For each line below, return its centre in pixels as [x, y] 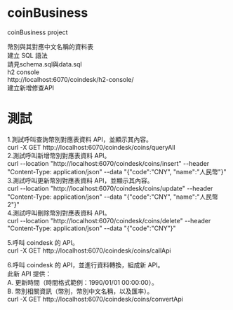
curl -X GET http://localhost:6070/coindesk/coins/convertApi [95, 299]
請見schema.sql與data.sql [45, 64]
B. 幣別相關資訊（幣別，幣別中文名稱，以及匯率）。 [80, 291]
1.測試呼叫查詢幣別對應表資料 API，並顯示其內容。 [80, 139]
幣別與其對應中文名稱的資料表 [50, 46]
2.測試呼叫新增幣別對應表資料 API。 [59, 155]
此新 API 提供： [29, 274]
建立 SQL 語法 [27, 55]
